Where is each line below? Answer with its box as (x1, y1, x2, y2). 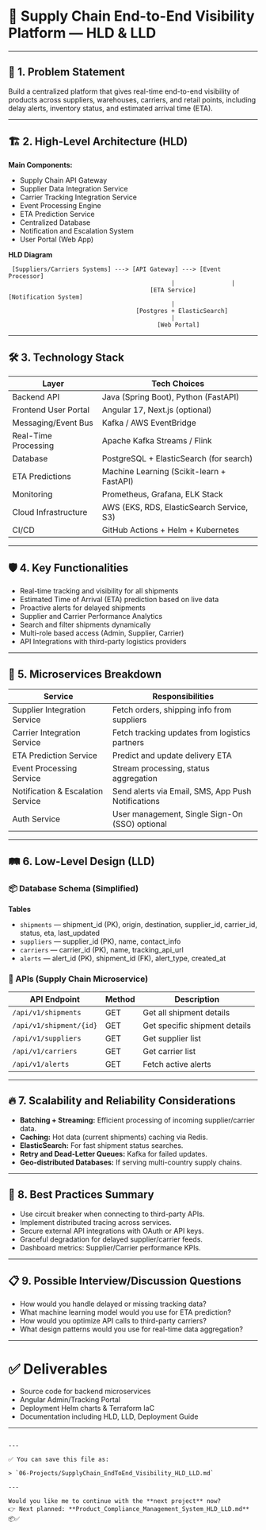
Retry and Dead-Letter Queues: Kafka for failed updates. (19, 1149, 207, 1158)
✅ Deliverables (8, 1360, 108, 1377)
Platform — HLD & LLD (8, 24, 157, 42)
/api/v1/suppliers (12, 1034, 82, 1043)
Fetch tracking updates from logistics (112, 727, 251, 738)
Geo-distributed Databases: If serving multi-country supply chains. (19, 1157, 242, 1167)
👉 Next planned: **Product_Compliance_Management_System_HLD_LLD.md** (8, 1505, 249, 1513)
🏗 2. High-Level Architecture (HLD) (8, 135, 188, 149)
